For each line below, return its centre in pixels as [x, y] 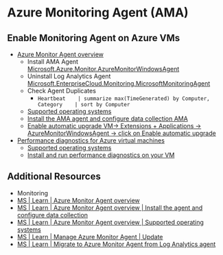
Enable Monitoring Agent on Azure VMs [94, 38]
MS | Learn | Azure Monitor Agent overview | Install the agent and [110, 208]
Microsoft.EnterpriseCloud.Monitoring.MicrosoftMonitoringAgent [119, 83]
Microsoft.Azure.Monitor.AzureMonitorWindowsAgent [103, 69]
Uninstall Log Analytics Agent [69, 76]
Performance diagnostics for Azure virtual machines [91, 141]
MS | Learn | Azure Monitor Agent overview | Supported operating [110, 222]
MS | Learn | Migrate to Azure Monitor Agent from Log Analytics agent [116, 244]
